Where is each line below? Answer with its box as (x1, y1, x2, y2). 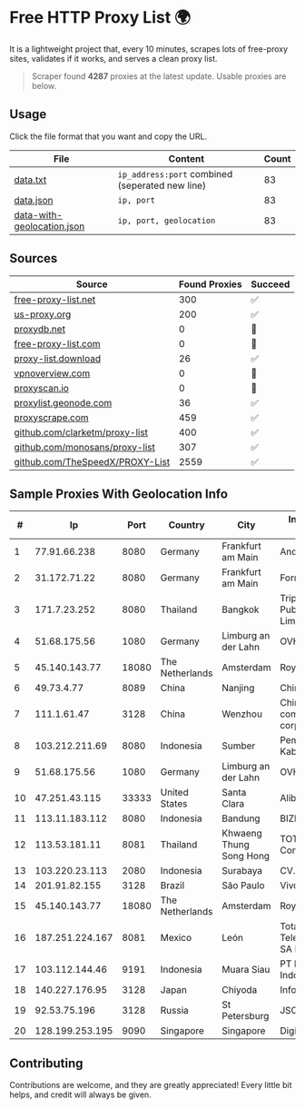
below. (31, 80, 57, 91)
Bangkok (221, 603, 260, 616)
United (160, 787, 189, 799)
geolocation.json (14, 220, 85, 233)
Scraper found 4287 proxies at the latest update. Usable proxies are (31, 70, 287, 82)
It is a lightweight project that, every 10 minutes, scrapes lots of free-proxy (9, 43, 289, 54)
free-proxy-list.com (14, 337, 102, 350)
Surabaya (221, 865, 263, 877)
